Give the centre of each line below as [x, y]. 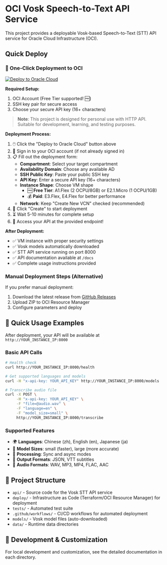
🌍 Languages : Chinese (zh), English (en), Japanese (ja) [70, 441]
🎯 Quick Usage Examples [45, 323]
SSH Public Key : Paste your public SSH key [65, 174]
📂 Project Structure [35, 481]
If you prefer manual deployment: [39, 287]
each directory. [21, 557]
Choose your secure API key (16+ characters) [59, 109]
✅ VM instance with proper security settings [58, 241]
